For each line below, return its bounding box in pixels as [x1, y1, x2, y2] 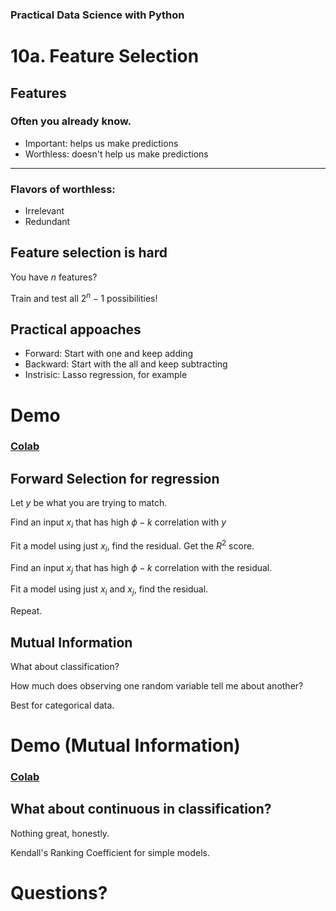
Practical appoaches [10, 321, 142, 338]
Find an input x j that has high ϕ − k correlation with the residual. [10, 561, 273, 576]
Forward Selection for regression [10, 470, 220, 487]
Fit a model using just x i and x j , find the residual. [10, 583, 209, 598]
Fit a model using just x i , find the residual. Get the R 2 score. [10, 538, 255, 554]
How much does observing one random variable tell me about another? [10, 679, 304, 692]
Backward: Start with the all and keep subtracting [24, 358, 228, 370]
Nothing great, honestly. [10, 827, 110, 839]
